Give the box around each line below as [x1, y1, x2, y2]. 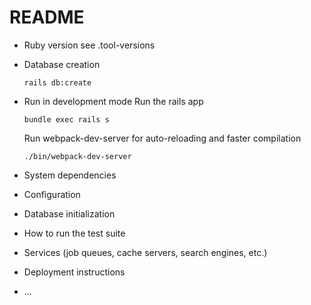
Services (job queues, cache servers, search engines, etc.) [23, 246, 268, 258]
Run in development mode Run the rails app [23, 95, 204, 107]
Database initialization [23, 207, 116, 220]
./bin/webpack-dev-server [23, 151, 132, 161]
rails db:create [23, 77, 92, 88]
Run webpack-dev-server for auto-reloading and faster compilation [23, 132, 302, 144]
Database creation [23, 58, 101, 70]
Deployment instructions [23, 266, 126, 278]
